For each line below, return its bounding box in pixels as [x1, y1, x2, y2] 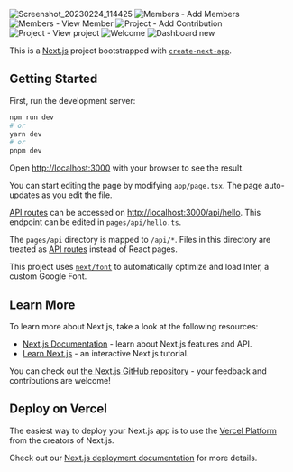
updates [9, 190, 41, 200]
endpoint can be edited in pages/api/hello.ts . [9, 217, 182, 227]
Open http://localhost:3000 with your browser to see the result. [9, 162, 245, 173]
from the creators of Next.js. [9, 434, 114, 446]
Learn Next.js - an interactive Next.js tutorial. [22, 348, 189, 358]
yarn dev [9, 129, 42, 139]
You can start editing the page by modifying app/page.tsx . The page [9, 180, 263, 191]
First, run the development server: [9, 95, 136, 106]
